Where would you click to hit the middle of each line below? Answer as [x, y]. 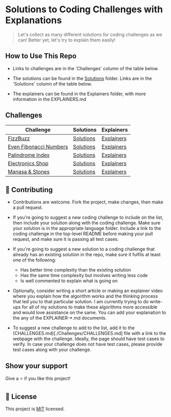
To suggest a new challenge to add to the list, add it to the [74, 328]
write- [156, 302]
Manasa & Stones [29, 172]
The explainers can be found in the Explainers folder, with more [79, 94]
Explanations [34, 20]
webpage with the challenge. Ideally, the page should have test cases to [89, 339]
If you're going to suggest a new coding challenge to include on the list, [88, 217]
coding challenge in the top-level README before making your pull [83, 234]
